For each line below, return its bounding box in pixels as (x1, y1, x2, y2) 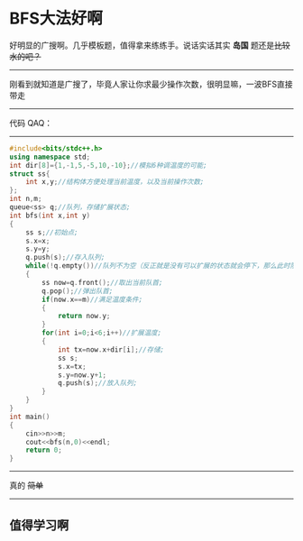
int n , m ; (9, 195, 42, 204)
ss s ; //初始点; (25, 227, 78, 237)
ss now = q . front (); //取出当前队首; (41, 278, 163, 287)
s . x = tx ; (57, 362, 87, 371)
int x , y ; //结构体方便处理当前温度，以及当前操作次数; (25, 178, 205, 187)
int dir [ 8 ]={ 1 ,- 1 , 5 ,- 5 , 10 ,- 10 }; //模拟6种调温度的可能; (9, 160, 207, 170)
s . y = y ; (25, 244, 50, 253)
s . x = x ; (25, 236, 50, 245)
